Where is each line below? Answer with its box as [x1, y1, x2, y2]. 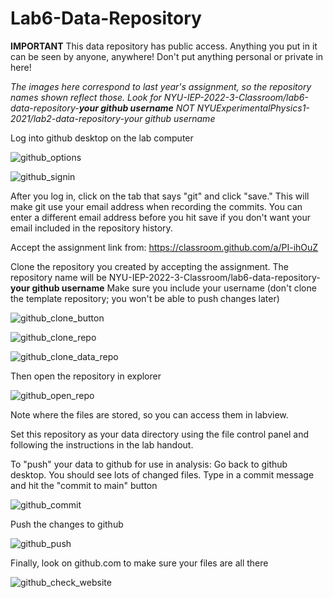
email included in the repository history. [10, 222, 173, 234]
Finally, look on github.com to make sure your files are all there [10, 557, 269, 569]
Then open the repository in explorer [10, 370, 162, 382]
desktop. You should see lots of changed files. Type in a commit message [10, 468, 315, 481]
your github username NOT [78, 102, 195, 114]
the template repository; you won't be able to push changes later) [10, 292, 280, 304]
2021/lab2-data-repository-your [10, 112, 143, 124]
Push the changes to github [10, 518, 124, 530]
